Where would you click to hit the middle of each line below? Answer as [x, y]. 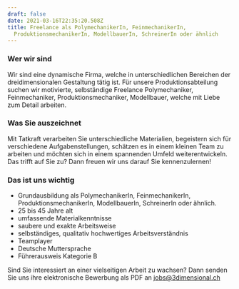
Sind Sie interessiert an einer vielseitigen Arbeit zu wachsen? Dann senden [117, 270]
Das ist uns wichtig [41, 180]
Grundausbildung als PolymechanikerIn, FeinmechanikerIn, [104, 196]
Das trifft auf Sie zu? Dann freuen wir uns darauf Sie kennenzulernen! [110, 161]
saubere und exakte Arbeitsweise [67, 226]
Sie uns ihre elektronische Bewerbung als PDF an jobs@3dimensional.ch [114, 278]
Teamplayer [35, 241]
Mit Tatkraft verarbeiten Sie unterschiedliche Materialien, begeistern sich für [119, 138]
